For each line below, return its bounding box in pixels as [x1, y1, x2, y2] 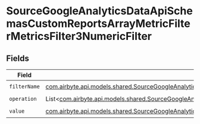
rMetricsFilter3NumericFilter [6, 30, 152, 43]
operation [9, 95, 37, 102]
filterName [9, 83, 40, 90]
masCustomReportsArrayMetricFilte [6, 17, 190, 30]
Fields [6, 53, 30, 63]
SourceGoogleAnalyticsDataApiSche [6, 4, 193, 18]
